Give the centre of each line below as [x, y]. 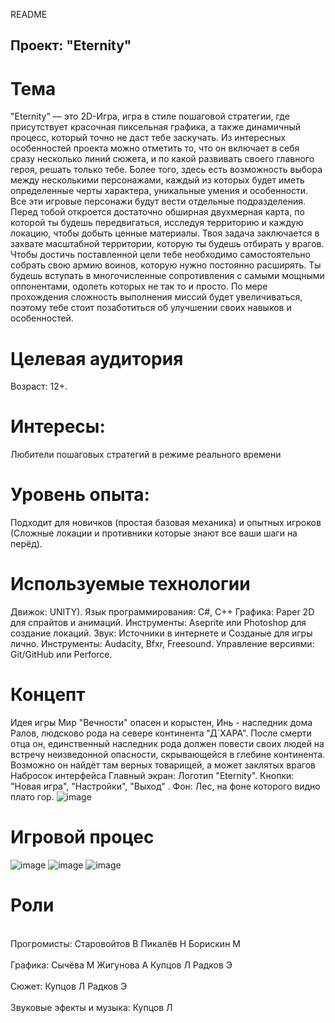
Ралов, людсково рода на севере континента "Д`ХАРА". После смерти [161, 733]
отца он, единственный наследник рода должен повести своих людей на [167, 744]
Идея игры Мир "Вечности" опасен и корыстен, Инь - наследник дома [161, 723]
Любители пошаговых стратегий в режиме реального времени [146, 455]
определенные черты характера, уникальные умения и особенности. [159, 191]
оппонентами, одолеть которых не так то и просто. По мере [139, 286]
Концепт [48, 695]
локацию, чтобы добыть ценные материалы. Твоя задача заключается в [165, 233]
